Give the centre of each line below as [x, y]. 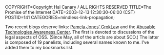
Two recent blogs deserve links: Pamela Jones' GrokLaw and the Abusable [80, 27]
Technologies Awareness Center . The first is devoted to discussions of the [80, 32]
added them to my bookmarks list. [39, 47]
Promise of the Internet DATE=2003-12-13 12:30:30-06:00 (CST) [70, 12]
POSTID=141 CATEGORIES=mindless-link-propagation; [60, 17]
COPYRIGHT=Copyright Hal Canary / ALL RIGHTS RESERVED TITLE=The [78, 7]
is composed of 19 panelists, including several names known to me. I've [77, 42]
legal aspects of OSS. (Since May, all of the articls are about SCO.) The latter [82, 37]
